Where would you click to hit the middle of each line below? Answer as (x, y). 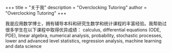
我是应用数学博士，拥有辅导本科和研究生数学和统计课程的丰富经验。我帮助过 (86, 23)
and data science (24, 46)
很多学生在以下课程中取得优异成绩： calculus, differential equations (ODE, (83, 30)
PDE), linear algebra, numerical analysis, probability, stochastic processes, (84, 35)
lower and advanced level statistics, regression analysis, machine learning (83, 41)
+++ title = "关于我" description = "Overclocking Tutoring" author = (76, 7)
